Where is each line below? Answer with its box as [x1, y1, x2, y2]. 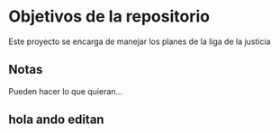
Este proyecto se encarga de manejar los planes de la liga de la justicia [8, 36, 271, 47]
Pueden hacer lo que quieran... [8, 85, 123, 96]
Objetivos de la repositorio [8, 6, 211, 27]
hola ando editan [8, 112, 104, 128]
